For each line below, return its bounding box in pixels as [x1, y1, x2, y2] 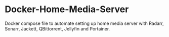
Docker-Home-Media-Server [5, 4, 129, 15]
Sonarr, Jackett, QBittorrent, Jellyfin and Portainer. [5, 25, 110, 31]
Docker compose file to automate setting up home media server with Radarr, [5, 20, 164, 26]
